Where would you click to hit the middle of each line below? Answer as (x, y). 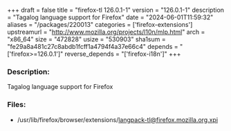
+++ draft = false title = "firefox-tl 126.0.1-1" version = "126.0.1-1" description (116, 10)
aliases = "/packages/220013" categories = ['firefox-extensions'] (100, 24)
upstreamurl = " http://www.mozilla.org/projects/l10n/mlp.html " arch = (106, 32)
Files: (17, 105)
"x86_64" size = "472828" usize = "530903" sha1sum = (86, 39)
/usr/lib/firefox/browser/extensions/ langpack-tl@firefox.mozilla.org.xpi (118, 119)
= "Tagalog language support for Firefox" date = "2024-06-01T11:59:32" (110, 17)
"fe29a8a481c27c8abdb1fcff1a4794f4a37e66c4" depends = (93, 47)
